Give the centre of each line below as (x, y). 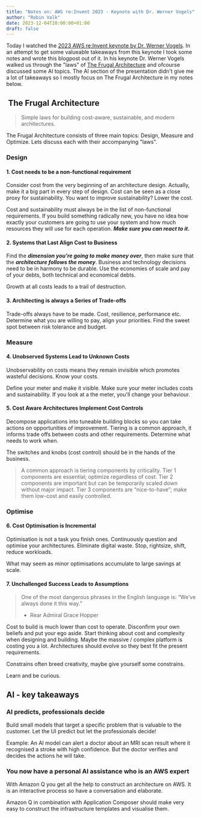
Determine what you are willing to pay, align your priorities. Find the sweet (98, 320)
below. (14, 84)
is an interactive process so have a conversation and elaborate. (84, 791)
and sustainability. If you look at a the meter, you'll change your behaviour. (98, 394)
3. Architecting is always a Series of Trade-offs (66, 300)
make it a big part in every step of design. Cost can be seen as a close (93, 192)
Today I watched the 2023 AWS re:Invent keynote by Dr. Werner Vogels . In (98, 46)
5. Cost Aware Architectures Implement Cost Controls (75, 408)
